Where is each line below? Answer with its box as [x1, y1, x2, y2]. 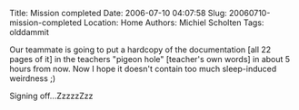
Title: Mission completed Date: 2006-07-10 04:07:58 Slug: [9, 8, 227, 18]
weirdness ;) [9, 73, 56, 84]
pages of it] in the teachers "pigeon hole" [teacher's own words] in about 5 [9, 54, 291, 64]
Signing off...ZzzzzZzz [9, 90, 94, 101]
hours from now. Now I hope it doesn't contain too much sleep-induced [9, 63, 277, 74]
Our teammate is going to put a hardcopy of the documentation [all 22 [9, 44, 272, 55]
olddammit [9, 27, 50, 37]
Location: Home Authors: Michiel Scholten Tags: [83, 17, 264, 28]
